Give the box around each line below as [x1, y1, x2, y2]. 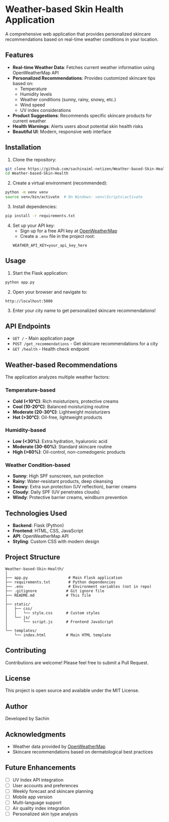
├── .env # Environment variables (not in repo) [5, 584, 152, 589]
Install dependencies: [12, 204, 57, 210]
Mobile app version [12, 794, 53, 800]
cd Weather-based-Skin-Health [5, 171, 69, 176]
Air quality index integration [12, 805, 70, 811]
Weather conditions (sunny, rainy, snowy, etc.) [20, 96, 117, 102]
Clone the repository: [12, 156, 57, 162]
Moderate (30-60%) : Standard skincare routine [12, 444, 112, 450]
